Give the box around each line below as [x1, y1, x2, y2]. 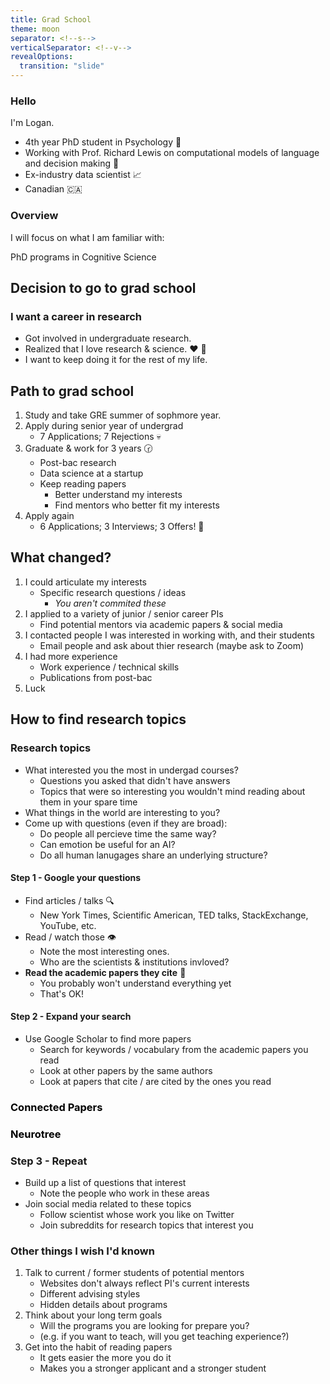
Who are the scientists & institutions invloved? [39, 956, 230, 968]
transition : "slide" [19, 61, 105, 71]
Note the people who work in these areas [39, 1187, 210, 1200]
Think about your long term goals [24, 1309, 163, 1321]
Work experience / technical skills [39, 661, 180, 673]
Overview [10, 209, 59, 223]
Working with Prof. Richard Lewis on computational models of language [24, 147, 320, 159]
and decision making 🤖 [24, 157, 120, 170]
